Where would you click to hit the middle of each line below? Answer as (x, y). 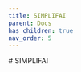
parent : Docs (30, 23)
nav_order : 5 (30, 38)
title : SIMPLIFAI (37, 16)
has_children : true (41, 30)
